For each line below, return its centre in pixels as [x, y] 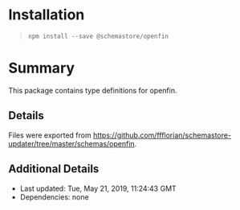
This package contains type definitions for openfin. [93, 90]
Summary [41, 68]
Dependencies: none [55, 197]
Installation [47, 15]
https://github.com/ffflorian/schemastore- [162, 135]
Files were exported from [50, 135]
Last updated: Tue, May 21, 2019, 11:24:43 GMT [98, 188]
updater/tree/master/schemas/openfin [71, 143]
